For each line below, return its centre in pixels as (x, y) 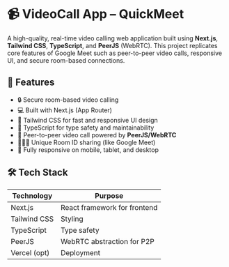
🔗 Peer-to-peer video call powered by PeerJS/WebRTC (97, 135)
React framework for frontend (109, 207)
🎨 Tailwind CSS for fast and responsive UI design (87, 120)
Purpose (109, 195)
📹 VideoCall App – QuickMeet (96, 14)
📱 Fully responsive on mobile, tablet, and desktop (88, 150)
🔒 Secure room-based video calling (68, 100)
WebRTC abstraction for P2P (108, 241)
